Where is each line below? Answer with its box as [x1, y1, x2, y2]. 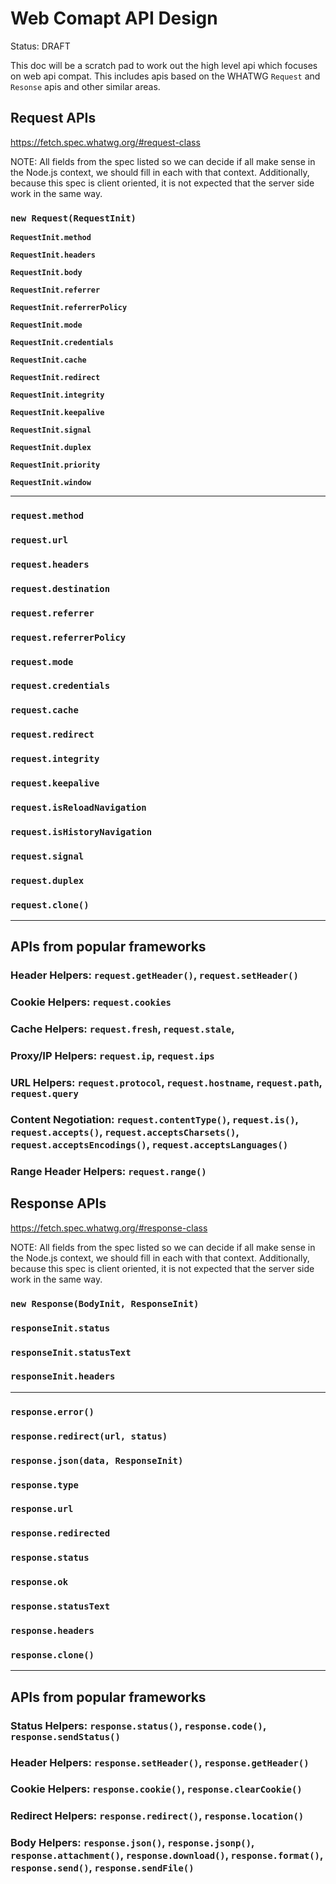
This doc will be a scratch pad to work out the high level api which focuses [10, 59, 318, 71]
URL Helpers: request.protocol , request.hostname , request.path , [10, 1076, 323, 1090]
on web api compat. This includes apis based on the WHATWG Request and [10, 70, 321, 82]
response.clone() [10, 1649, 95, 1661]
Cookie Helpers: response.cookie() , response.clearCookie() [10, 1782, 303, 1796]
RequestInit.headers [10, 250, 97, 261]
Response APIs [10, 1195, 107, 1212]
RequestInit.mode [10, 320, 83, 331]
